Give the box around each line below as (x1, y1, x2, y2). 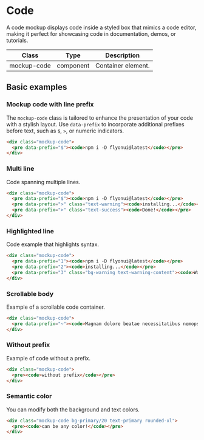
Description (105, 51, 140, 60)
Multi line (6, 165, 35, 173)
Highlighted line (6, 227, 55, 235)
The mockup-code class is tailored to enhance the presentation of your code (6, 114, 193, 122)
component (56, 61, 90, 70)
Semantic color (6, 392, 52, 400)
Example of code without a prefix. (6, 354, 91, 362)
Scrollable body (6, 289, 54, 298)
